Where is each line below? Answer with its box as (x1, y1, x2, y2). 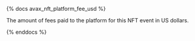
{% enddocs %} (6, 28, 47, 36)
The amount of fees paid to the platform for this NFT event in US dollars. (6, 17, 189, 24)
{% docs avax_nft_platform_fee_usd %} (6, 5, 106, 12)
